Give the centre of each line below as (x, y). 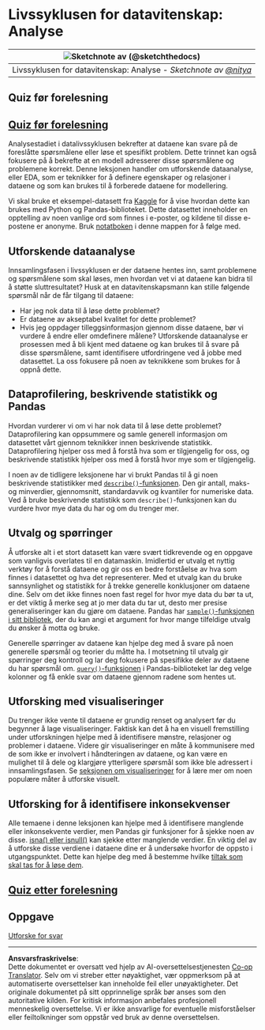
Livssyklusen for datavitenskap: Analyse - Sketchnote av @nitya (132, 70)
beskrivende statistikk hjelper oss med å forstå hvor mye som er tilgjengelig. (132, 459)
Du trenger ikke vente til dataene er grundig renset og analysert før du (122, 720)
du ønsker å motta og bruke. (54, 628)
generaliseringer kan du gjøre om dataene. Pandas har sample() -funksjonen (131, 611)
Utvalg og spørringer (60, 533)
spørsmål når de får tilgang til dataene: (71, 295)
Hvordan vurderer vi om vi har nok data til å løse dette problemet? (115, 425)
